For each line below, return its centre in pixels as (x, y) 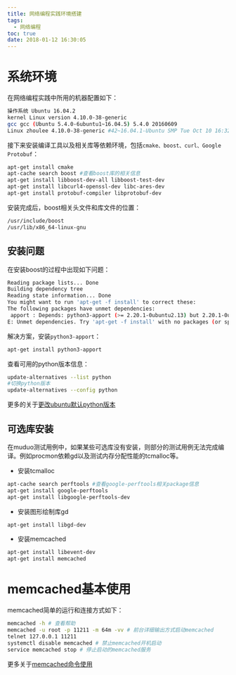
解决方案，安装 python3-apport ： (54, 336)
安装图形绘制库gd (43, 511)
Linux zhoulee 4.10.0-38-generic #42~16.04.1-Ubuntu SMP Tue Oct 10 (110, 131)
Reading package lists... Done (53, 283)
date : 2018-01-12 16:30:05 (47, 40)
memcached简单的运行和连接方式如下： (65, 610)
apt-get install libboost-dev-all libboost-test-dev (86, 180)
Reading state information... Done (59, 296)
